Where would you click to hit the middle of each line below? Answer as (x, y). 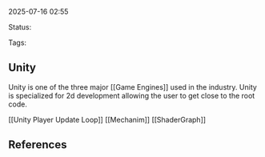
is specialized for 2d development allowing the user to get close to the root (132, 95)
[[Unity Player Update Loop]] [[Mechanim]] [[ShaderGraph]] (107, 119)
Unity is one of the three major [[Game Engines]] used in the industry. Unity (133, 87)
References (38, 145)
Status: (20, 27)
